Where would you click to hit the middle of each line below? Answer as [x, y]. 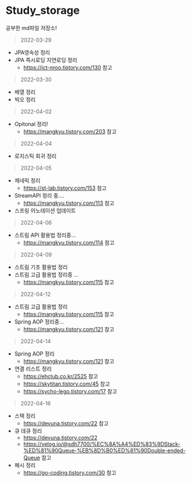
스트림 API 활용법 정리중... [45, 235]
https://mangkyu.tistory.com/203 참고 [70, 131]
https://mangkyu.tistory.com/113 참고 [69, 203]
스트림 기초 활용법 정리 [41, 267]
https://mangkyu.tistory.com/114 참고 [69, 242]
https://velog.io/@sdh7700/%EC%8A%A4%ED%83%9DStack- [102, 444]
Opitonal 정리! [31, 124]
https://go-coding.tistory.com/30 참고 [70, 472]
